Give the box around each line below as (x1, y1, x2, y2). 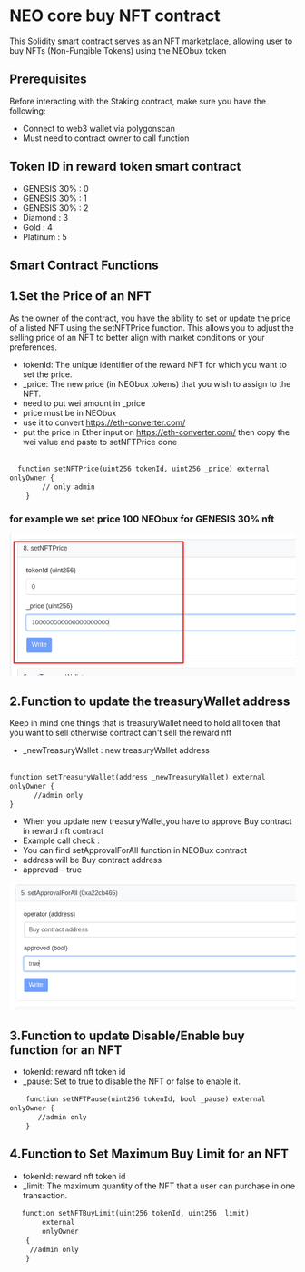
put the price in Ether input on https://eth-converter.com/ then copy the (22, 426, 290, 437)
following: (9, 105, 46, 116)
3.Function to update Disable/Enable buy (9, 1028, 245, 1043)
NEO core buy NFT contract (9, 5, 221, 26)
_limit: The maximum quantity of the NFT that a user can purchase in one (22, 1180, 296, 1191)
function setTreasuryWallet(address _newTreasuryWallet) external (9, 773, 266, 782)
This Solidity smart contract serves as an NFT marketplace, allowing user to (9, 35, 293, 46)
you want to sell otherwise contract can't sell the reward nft (9, 728, 231, 739)
